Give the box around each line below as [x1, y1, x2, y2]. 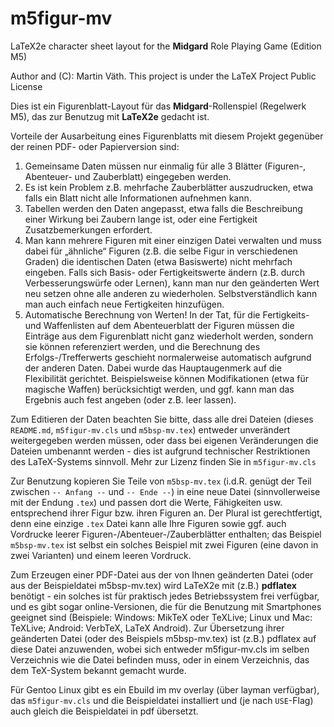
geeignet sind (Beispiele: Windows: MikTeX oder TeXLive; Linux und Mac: [10, 611, 313, 623]
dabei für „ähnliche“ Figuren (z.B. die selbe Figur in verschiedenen [24, 245, 298, 257]
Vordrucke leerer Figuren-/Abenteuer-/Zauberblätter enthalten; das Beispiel [10, 528, 322, 540]
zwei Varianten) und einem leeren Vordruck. [10, 549, 192, 561]
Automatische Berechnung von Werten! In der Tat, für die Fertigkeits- [24, 308, 310, 321]
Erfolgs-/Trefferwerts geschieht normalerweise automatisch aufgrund [24, 351, 312, 363]
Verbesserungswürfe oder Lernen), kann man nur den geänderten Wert [24, 277, 320, 289]
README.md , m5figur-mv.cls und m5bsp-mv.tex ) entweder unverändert [10, 423, 291, 436]
